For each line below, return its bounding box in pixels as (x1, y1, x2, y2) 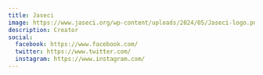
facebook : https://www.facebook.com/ (15, 41, 139, 48)
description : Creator (8, 26, 79, 34)
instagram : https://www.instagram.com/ (15, 55, 146, 63)
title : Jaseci (8, 11, 55, 20)
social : (8, 33, 34, 41)
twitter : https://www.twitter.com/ (15, 48, 131, 55)
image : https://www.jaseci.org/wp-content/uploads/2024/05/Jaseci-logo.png (8, 19, 261, 27)
